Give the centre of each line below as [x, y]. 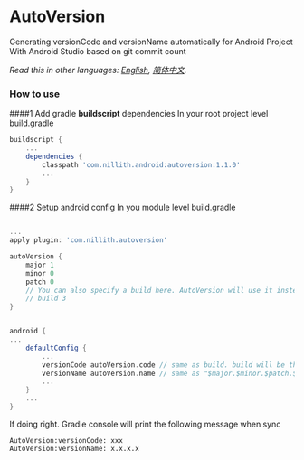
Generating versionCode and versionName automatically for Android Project [152, 42]
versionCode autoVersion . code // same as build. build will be [163, 365]
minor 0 [40, 273]
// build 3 [46, 299]
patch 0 [40, 282]
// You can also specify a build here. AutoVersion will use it [149, 290]
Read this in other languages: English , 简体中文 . [98, 70]
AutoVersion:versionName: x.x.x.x [75, 448]
